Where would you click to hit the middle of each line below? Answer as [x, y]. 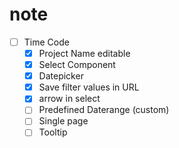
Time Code [46, 42]
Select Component [77, 65]
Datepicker [61, 76]
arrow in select [69, 99]
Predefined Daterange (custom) [104, 110]
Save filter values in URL [89, 87]
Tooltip [53, 132]
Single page [63, 121]
